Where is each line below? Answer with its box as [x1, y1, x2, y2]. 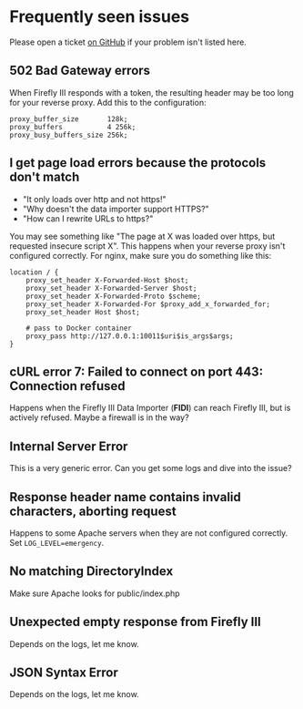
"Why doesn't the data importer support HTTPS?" [22, 203, 209, 214]
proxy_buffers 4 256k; [9, 122, 136, 131]
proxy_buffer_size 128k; [9, 114, 128, 124]
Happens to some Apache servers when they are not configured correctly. [9, 528, 288, 539]
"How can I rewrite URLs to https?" [22, 212, 154, 224]
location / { [9, 267, 59, 277]
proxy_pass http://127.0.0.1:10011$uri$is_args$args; [25, 331, 234, 341]
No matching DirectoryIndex [9, 563, 174, 580]
